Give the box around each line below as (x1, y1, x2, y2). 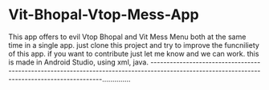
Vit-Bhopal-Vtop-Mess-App (8, 6, 199, 24)
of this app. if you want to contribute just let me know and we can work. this (8, 49, 259, 58)
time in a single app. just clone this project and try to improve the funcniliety (8, 40, 259, 49)
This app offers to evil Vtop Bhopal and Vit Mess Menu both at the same (8, 32, 247, 41)
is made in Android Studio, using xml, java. (8, 57, 149, 67)
